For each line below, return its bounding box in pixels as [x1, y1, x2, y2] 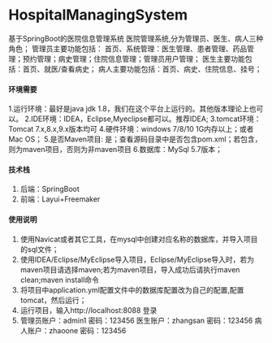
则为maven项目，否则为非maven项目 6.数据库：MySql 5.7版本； [8, 145, 223, 154]
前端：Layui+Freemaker [19, 194, 101, 204]
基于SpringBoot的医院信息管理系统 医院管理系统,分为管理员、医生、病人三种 [8, 33, 264, 43]
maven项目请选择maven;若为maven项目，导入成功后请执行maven [19, 264, 240, 274]
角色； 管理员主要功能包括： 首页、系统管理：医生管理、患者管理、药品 [8, 43, 248, 54]
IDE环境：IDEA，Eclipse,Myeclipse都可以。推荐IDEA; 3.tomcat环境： [31, 114, 261, 124]
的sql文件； [19, 244, 59, 254]
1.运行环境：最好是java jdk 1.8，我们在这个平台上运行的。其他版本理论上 [8, 104, 250, 114]
